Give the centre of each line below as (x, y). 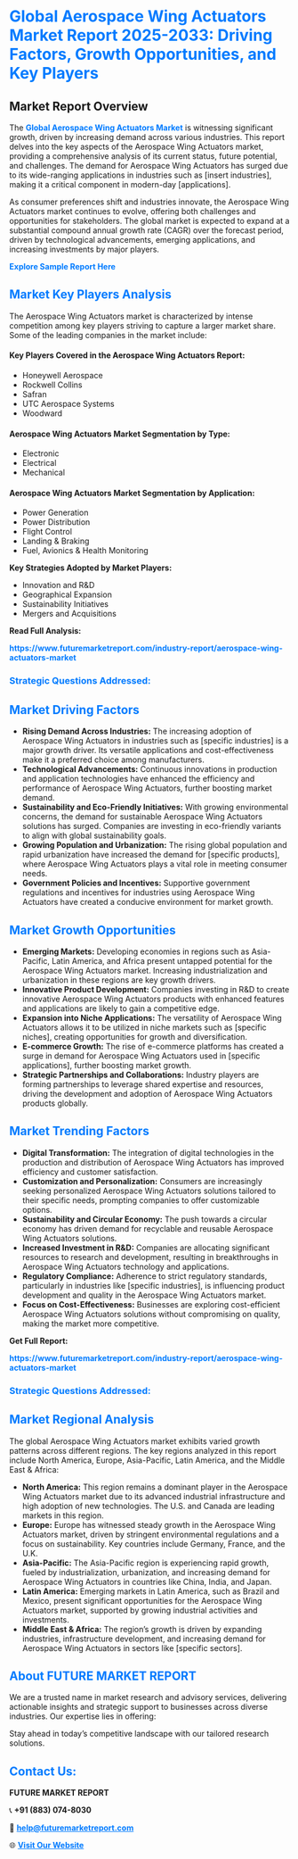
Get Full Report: (39, 1340)
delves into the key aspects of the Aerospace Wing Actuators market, (137, 146)
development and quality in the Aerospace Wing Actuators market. (144, 1295)
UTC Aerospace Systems (68, 404)
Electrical (39, 463)
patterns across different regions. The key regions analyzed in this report (143, 1450)
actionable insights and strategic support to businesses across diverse (139, 1707)
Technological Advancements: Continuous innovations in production (149, 769)
